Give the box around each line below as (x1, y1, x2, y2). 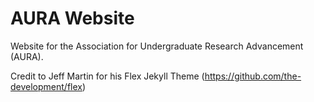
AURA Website (10, 7, 135, 30)
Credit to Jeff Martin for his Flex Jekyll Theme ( (10, 70, 205, 82)
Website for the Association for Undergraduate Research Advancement (10, 40, 304, 52)
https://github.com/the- (204, 70, 302, 82)
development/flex (10, 80, 83, 92)
